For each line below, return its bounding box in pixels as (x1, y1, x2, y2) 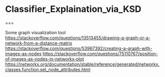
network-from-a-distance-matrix (5, 40, 73, 46)
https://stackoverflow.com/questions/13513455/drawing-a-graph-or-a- (5, 35, 151, 41)
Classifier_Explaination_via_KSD (5, 3, 142, 15)
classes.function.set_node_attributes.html (5, 66, 90, 73)
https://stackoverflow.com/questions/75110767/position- (42, 51, 158, 57)
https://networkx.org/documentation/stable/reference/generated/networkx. (5, 61, 160, 67)
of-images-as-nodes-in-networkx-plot (5, 56, 84, 62)
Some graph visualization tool (5, 29, 66, 35)
